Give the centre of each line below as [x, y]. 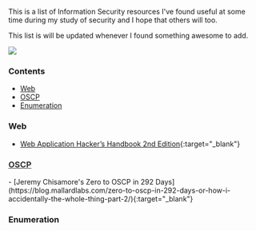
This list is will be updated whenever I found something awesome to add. [128, 36]
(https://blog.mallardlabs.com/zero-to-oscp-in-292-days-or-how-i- [120, 190]
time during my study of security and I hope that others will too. [113, 20]
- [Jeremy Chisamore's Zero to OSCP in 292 [81, 181]
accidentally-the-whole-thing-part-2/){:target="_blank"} [101, 198]
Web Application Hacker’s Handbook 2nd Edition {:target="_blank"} [130, 144]
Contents [27, 71]
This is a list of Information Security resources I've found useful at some [127, 12]
